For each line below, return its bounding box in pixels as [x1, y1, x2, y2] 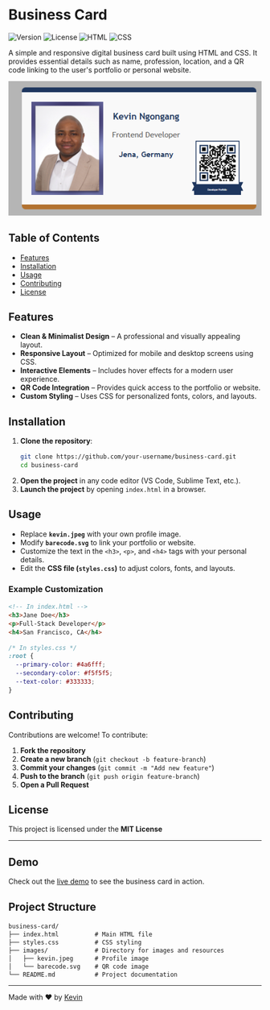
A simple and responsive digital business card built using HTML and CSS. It [8, 48, 258, 57]
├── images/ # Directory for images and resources [8, 946, 225, 954]
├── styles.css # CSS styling [8, 938, 142, 946]
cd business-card [19, 462, 79, 470]
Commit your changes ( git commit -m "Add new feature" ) [19, 763, 215, 772]
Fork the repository [19, 745, 86, 755]
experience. [19, 375, 60, 384]
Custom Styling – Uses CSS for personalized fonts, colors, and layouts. [19, 391, 257, 401]
